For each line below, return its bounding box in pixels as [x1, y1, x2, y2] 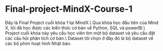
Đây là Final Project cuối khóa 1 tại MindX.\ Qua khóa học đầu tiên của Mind [5, 20, 159, 25]
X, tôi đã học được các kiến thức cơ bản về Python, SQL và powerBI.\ [5, 25, 145, 30]
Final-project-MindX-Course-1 [5, 3, 133, 15]
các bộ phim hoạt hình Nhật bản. [5, 40, 71, 46]
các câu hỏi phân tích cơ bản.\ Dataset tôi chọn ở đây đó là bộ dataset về [5, 35, 154, 41]
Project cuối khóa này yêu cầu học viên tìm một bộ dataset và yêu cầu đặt [5, 30, 155, 36]
